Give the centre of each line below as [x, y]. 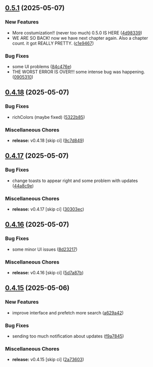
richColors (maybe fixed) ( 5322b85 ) [48, 117]
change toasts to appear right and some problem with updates [75, 181]
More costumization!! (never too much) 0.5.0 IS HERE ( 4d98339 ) [77, 33]
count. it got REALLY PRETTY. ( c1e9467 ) [53, 43]
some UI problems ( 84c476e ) [42, 66]
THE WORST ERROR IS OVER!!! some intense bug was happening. [78, 72]
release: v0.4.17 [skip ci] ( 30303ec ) [48, 209]
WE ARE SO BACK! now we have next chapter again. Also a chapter [80, 38]
